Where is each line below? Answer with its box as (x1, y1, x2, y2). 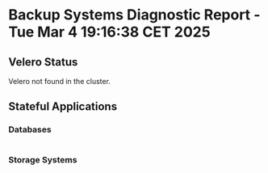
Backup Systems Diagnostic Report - (8, 6, 261, 24)
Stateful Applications (8, 99, 118, 114)
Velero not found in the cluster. (8, 77, 111, 86)
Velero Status (8, 55, 78, 69)
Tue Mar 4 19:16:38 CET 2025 (8, 23, 211, 41)
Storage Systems (8, 154, 77, 165)
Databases (8, 124, 52, 135)
